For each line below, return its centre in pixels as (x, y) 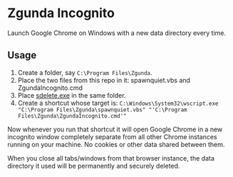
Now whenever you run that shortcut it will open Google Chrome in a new (115, 129)
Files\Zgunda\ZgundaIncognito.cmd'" (72, 116)
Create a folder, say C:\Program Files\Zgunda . (85, 72)
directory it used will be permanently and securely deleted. (94, 166)
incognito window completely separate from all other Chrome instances (112, 136)
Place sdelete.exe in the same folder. (72, 95)
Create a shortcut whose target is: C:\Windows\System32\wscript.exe (118, 103)
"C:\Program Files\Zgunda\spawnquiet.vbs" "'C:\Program (102, 110)
